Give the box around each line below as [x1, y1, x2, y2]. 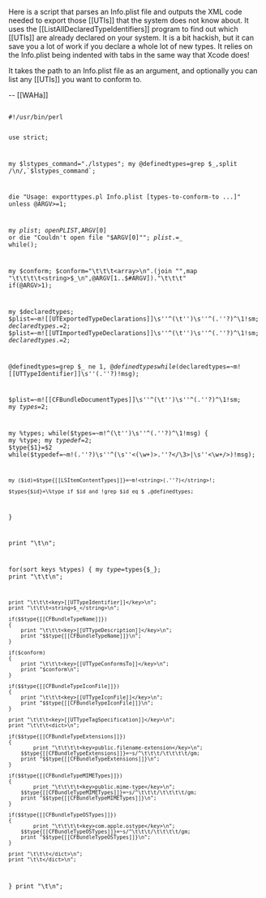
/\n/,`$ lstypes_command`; [8, 167, 96, 175]
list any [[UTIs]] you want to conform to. [8, 75, 142, 84]
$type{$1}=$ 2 [8, 443, 53, 452]
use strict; [8, 133, 49, 142]
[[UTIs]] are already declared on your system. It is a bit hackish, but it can [8, 33, 254, 42]
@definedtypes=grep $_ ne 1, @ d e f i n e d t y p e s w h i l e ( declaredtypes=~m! [8, 362, 242, 371]
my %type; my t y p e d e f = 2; [8, 437, 92, 445]
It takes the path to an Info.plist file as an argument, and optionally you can [8, 66, 258, 76]
